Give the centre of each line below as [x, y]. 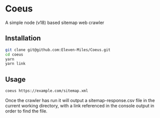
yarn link [15, 64]
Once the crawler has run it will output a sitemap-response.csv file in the [80, 100]
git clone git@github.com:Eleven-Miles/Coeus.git [58, 50]
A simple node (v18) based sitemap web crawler [55, 22]
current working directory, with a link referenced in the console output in [80, 105]
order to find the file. [26, 111]
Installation [23, 38]
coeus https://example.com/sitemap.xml [47, 91]
